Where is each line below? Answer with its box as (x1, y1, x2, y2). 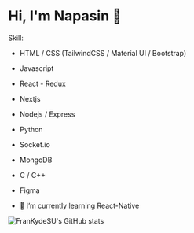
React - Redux (19, 79, 67, 88)
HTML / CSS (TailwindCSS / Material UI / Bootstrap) (19, 48, 187, 57)
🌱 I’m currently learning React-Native (19, 201, 140, 210)
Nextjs (19, 94, 41, 103)
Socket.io (19, 139, 51, 149)
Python (19, 124, 43, 134)
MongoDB (19, 155, 53, 165)
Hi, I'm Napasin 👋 (8, 7, 122, 25)
